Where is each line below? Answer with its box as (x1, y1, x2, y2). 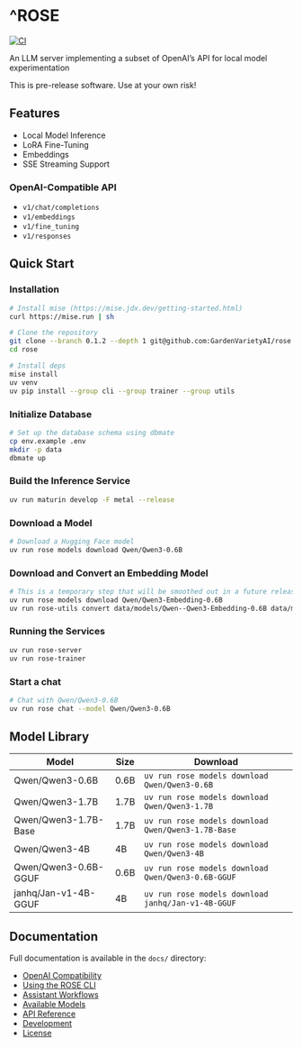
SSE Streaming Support (22, 159, 111, 169)
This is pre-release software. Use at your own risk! (9, 79, 197, 90)
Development (22, 1018, 73, 1029)
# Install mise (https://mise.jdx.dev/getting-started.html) (9, 304, 244, 313)
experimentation (9, 62, 70, 73)
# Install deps (9, 361, 67, 370)
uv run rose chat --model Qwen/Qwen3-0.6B (9, 704, 171, 713)
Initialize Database (9, 407, 93, 420)
